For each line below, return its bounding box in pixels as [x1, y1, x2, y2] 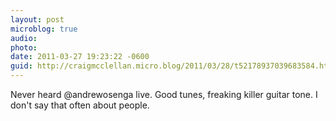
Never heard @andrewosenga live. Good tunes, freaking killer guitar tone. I [10, 89, 318, 100]
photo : [10, 42, 38, 53]
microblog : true [10, 24, 78, 34]
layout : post [10, 14, 65, 25]
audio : [10, 33, 38, 43]
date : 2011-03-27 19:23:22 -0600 [10, 52, 150, 62]
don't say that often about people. [10, 99, 150, 111]
